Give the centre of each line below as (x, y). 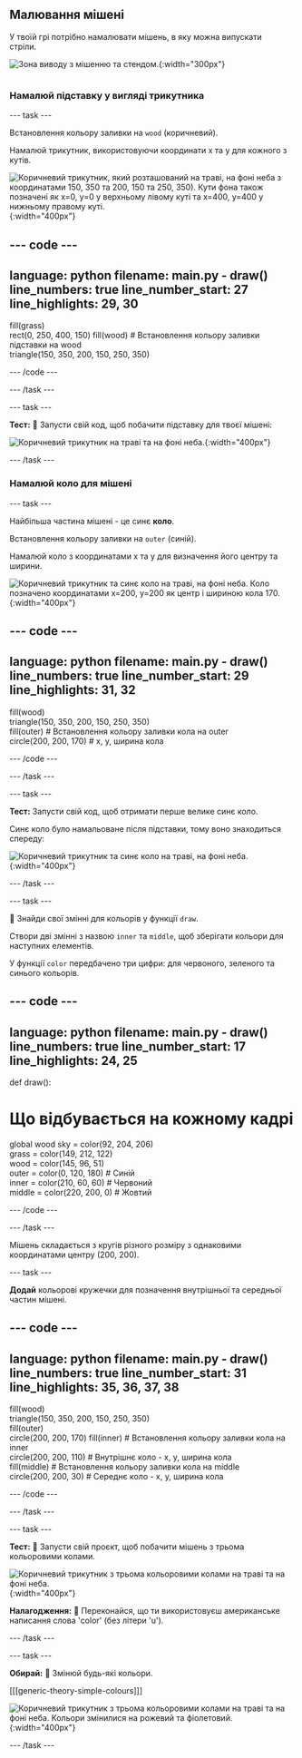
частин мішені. (38, 1299)
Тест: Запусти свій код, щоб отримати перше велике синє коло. (134, 811)
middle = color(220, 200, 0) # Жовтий (81, 1192)
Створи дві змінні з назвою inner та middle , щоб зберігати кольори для (146, 936)
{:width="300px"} (192, 63)
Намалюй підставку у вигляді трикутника (107, 95)
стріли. (23, 46)
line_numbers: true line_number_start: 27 (129, 289)
